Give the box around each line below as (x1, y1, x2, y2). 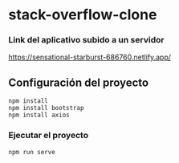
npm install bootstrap (8, 104, 84, 112)
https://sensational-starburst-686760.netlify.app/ (8, 52, 171, 62)
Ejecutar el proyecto (8, 130, 89, 141)
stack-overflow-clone (8, 6, 157, 24)
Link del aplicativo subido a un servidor (8, 35, 165, 46)
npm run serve (8, 148, 56, 156)
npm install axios (8, 111, 70, 120)
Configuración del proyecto (8, 75, 149, 89)
